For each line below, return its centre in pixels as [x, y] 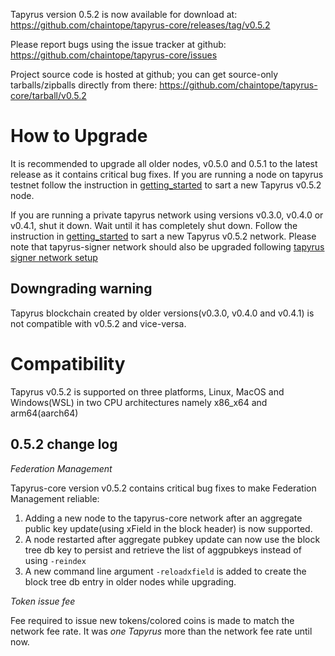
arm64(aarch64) [44, 413]
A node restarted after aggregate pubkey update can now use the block [172, 539]
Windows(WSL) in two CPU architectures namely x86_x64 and [139, 402]
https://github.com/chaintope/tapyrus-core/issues [114, 55]
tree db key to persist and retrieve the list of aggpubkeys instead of [163, 550]
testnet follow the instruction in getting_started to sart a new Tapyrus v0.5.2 [166, 185]
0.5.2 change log [64, 444]
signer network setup [54, 257]
